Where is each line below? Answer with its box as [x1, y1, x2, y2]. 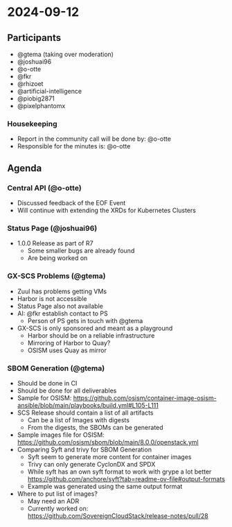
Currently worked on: [27, 504, 89, 512]
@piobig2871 [17, 94, 55, 103]
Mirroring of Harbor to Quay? [27, 338, 111, 347]
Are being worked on [27, 254, 88, 262]
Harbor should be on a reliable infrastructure [27, 331, 155, 340]
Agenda [7, 162, 42, 174]
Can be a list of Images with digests [27, 415, 130, 424]
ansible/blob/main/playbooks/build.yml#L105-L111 [17, 401, 159, 409]
